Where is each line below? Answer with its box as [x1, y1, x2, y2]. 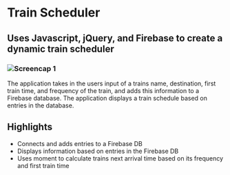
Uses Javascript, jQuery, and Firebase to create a [7, 32, 223, 44]
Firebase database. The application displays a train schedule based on [7, 94, 208, 102]
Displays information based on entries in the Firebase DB [17, 147, 179, 155]
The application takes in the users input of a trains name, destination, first [7, 79, 216, 87]
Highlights [7, 121, 53, 133]
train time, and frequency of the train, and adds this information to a [7, 86, 200, 94]
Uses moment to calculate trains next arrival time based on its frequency [17, 154, 224, 163]
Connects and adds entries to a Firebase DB [17, 139, 143, 147]
